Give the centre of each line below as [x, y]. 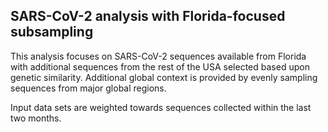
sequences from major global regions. [88, 88]
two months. [36, 118]
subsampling [52, 32]
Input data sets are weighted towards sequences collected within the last [161, 107]
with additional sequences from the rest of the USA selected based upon [160, 66]
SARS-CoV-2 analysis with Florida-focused [148, 16]
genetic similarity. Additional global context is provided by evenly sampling [164, 77]
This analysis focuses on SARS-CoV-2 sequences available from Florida [158, 56]
